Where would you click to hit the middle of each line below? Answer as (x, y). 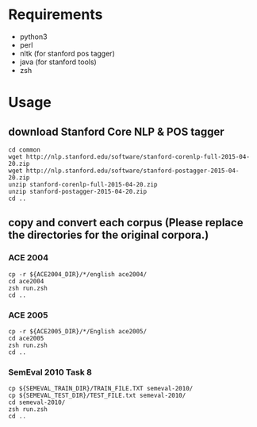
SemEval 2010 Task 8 (50, 372)
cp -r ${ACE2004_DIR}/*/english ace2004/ (78, 274)
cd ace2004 (26, 281)
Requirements (56, 15)
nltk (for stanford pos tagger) (67, 53)
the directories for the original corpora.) (109, 235)
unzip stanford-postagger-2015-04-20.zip (78, 191)
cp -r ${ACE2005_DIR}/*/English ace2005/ (78, 331)
